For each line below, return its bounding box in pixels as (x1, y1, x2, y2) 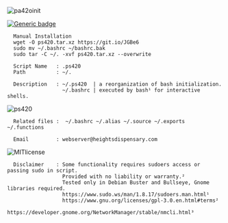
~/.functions (7, 124, 45, 131)
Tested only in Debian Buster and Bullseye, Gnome (62, 179, 210, 186)
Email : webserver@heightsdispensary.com (13, 136, 157, 143)
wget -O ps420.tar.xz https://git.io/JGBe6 (13, 39, 139, 46)
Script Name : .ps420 (13, 63, 81, 70)
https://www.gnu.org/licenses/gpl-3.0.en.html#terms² (62, 197, 219, 204)
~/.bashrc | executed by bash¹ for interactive (62, 87, 201, 94)
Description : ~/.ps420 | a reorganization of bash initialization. (13, 81, 223, 88)
